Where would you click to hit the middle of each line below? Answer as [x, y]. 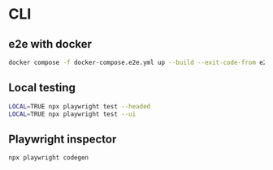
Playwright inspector [63, 139]
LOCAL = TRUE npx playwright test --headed [80, 106]
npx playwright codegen [49, 158]
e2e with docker [50, 44]
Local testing [42, 88]
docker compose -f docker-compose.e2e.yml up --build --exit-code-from [132, 62]
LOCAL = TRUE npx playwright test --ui [72, 114]
